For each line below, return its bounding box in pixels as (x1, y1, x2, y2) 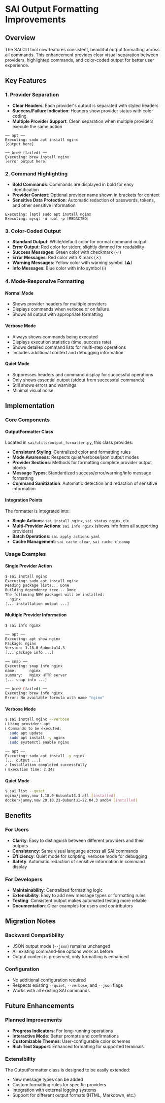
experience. (5, 63, 30, 68)
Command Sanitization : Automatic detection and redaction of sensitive (12, 480, 158, 486)
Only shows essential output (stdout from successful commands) (12, 377, 145, 383)
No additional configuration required (12, 977, 86, 983)
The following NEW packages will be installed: (5, 592, 105, 597)
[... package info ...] (5, 650, 54, 655)
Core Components (5, 416, 50, 423)
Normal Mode (5, 290, 33, 296)
